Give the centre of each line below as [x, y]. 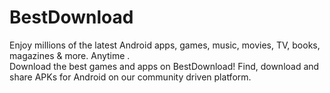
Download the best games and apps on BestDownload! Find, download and [164, 66]
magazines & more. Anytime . [70, 55]
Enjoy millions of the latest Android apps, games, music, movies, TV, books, [165, 45]
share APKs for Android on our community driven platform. [130, 77]
